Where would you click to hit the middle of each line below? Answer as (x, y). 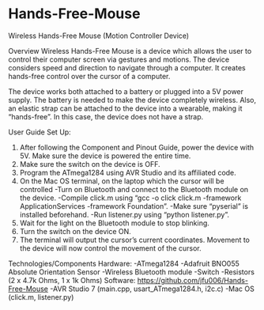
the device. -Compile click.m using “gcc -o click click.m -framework (130, 198)
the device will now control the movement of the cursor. (110, 248)
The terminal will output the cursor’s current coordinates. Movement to (135, 240)
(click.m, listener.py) (41, 297)
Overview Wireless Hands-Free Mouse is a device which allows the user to (130, 51)
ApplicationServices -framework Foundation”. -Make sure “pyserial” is (134, 206)
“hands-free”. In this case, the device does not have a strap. (106, 116)
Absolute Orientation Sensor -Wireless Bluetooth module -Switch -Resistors (132, 272)
